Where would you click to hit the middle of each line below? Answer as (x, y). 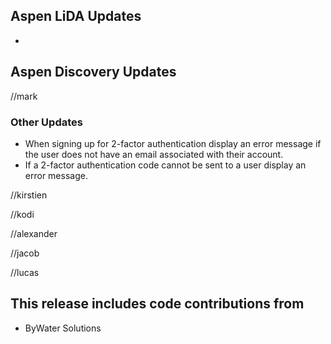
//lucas (25, 272)
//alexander (34, 233)
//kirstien (29, 195)
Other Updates (46, 122)
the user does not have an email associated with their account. (154, 154)
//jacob (25, 253)
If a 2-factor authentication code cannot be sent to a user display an (165, 165)
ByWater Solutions (63, 328)
